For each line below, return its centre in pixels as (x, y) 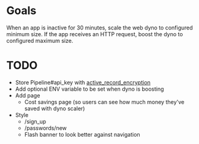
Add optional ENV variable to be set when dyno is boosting (89, 89)
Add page (28, 95)
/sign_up (35, 121)
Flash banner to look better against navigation (82, 134)
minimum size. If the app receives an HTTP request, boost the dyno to (95, 34)
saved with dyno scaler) (54, 108)
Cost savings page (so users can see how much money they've (104, 102)
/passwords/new (46, 128)
